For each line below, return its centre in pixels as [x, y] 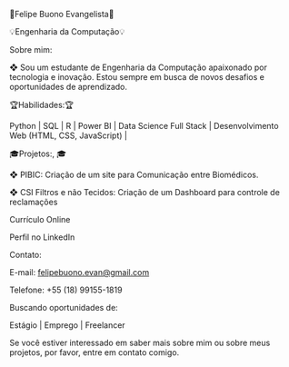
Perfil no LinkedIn [42, 237]
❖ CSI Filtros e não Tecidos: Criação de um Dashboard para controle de [144, 192]
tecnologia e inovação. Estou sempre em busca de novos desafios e [137, 77]
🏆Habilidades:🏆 [42, 105]
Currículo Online [40, 219]
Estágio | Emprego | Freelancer [67, 325]
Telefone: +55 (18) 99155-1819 [66, 290]
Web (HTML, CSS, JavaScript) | [68, 135]
